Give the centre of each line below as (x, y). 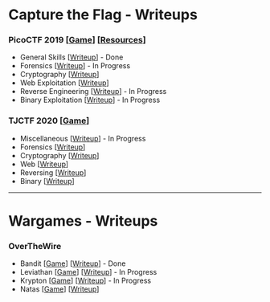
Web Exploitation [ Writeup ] (65, 83)
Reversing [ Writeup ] (53, 172)
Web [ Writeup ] (44, 164)
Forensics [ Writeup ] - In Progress (75, 66)
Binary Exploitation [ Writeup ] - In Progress (90, 100)
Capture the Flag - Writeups (103, 15)
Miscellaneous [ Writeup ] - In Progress (83, 138)
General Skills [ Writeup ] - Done (72, 57)
